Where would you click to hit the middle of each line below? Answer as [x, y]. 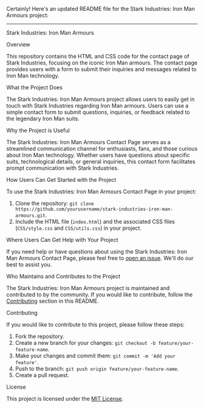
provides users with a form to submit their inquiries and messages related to [101, 69]
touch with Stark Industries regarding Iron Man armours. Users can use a [97, 105]
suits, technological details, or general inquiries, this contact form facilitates [101, 161]
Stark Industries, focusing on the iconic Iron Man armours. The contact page [102, 63]
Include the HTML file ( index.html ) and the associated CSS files [95, 222]
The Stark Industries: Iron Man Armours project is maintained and [88, 288]
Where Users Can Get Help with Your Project [62, 240]
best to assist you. [29, 265]
